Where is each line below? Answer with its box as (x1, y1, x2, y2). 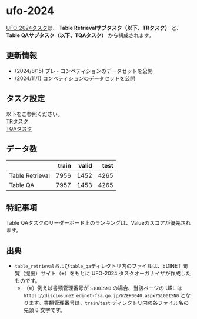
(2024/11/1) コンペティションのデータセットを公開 (14, 75, 136, 82)
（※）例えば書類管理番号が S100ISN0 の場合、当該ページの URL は (23, 284, 182, 291)
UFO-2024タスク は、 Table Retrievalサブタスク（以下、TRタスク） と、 (6, 24, 182, 31)
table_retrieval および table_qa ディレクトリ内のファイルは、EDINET (14, 262, 181, 269)
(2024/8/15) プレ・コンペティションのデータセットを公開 (14, 67, 153, 74)
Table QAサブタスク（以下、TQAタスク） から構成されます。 (6, 31, 154, 39)
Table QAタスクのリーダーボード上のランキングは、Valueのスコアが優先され (6, 220, 191, 227)
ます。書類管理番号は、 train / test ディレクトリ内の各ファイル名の (28, 299, 189, 306)
